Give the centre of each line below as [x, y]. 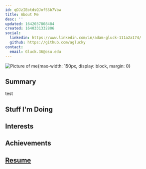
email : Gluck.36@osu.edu [35, 51]
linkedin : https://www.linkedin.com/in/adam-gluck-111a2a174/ [75, 38]
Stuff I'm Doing [29, 109]
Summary [21, 81]
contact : [14, 47]
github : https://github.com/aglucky [48, 42]
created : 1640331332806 [30, 28]
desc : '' [14, 19]
